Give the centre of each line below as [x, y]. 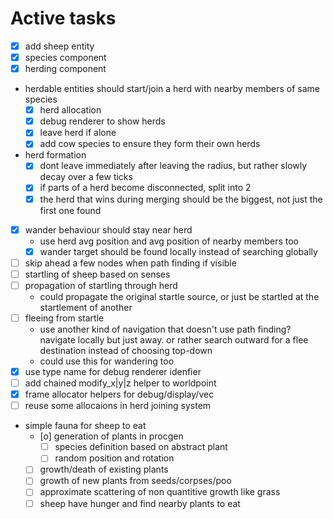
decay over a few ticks [86, 177]
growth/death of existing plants [104, 469]
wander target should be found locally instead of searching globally [178, 251]
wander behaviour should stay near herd [108, 229]
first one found [70, 210]
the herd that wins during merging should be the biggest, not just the [181, 199]
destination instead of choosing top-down [126, 350]
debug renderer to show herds [102, 121]
